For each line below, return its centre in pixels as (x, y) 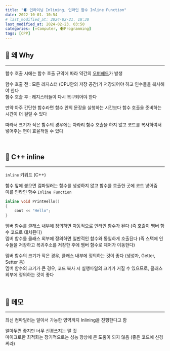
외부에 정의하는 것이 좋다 (30, 275)
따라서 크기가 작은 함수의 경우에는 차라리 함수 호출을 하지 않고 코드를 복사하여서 (83, 124)
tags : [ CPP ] (18, 33)
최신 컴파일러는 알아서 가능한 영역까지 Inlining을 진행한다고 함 (66, 320)
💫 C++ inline (25, 157)
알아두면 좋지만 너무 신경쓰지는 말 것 (41, 331)
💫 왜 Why (20, 56)
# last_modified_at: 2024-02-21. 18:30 (47, 19)
